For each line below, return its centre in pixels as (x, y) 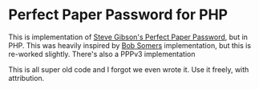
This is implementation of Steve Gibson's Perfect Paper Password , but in (128, 37)
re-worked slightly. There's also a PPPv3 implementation (102, 54)
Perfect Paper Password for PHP (118, 15)
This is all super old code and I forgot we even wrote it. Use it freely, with (129, 69)
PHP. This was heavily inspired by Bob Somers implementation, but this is (129, 45)
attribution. (26, 78)
